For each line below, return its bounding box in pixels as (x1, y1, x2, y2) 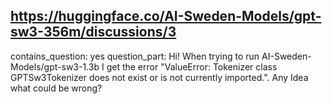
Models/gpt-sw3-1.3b (10, 60, 100, 73)
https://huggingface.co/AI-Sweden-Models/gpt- (10, 8, 322, 25)
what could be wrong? (10, 82, 103, 94)
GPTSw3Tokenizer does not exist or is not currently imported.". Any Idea (10, 71, 309, 83)
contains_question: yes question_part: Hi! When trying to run (10, 50, 260, 62)
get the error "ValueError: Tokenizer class (106, 60, 278, 73)
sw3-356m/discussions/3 (10, 24, 177, 41)
